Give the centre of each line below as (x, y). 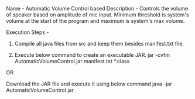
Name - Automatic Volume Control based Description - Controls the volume (97, 8)
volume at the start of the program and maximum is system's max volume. (95, 21)
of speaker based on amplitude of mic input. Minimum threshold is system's (97, 15)
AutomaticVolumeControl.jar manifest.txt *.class (72, 61)
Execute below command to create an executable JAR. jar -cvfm (92, 55)
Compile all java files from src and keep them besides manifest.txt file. (99, 44)
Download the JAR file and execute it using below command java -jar (89, 84)
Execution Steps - (28, 32)
